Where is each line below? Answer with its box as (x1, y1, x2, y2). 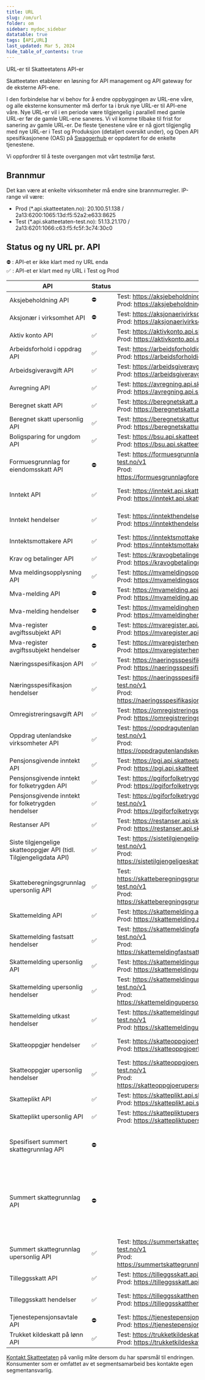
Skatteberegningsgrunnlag (9, 879, 86, 887)
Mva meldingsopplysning (9, 568, 82, 577)
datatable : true (6, 32, 48, 38)
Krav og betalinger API (9, 554, 74, 563)
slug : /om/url (6, 15, 43, 21)
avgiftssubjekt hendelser (9, 646, 81, 654)
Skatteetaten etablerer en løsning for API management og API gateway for (6, 77, 192, 84)
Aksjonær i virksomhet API (9, 313, 85, 322)
